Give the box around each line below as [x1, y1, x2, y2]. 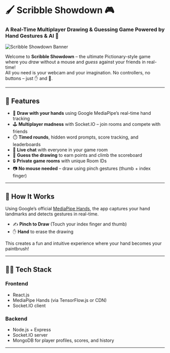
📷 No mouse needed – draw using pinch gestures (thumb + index [12, 165, 151, 171]
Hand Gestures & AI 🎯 [5, 32, 59, 39]
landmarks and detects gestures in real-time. [5, 211, 99, 217]
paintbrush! [5, 246, 29, 252]
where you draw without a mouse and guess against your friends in [5, 59, 146, 65]
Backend [5, 315, 28, 322]
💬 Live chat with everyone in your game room [12, 147, 108, 153]
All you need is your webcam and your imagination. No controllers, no [5, 70, 151, 76]
